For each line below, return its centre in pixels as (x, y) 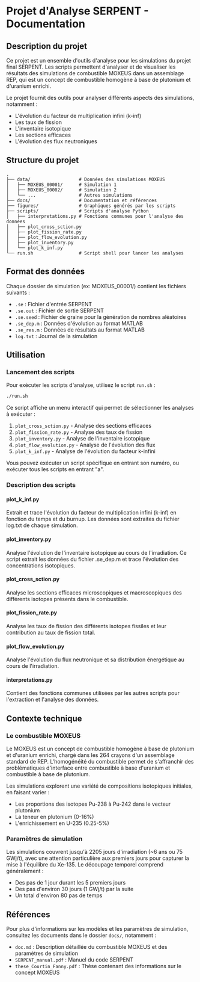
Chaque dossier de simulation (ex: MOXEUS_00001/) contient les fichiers (96, 286)
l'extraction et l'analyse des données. (53, 700)
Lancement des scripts (41, 372)
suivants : (18, 292)
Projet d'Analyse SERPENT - (77, 11)
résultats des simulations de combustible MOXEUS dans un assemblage (95, 73)
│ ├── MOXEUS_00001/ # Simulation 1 (62, 185)
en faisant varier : (28, 792)
